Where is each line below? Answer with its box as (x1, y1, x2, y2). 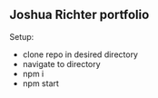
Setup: (9, 31, 35, 42)
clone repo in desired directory (22, 49, 139, 60)
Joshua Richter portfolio (9, 7, 150, 23)
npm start (22, 77, 59, 89)
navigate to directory (22, 58, 102, 69)
